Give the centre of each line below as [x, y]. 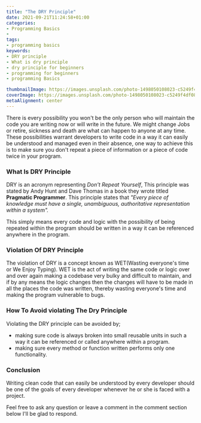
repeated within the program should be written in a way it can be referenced [100, 228]
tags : [13, 40]
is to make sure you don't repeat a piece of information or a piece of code [97, 149]
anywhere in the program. [38, 235]
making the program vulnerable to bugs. [56, 295]
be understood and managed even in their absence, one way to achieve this [100, 143]
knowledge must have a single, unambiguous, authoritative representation [98, 204]
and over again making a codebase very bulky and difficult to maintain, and [99, 276]
